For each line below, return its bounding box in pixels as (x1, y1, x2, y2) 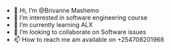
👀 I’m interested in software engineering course (13, 14, 148, 22)
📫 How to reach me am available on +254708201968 (13, 36, 164, 43)
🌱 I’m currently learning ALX (13, 21, 93, 28)
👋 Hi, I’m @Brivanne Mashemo (13, 7, 99, 14)
